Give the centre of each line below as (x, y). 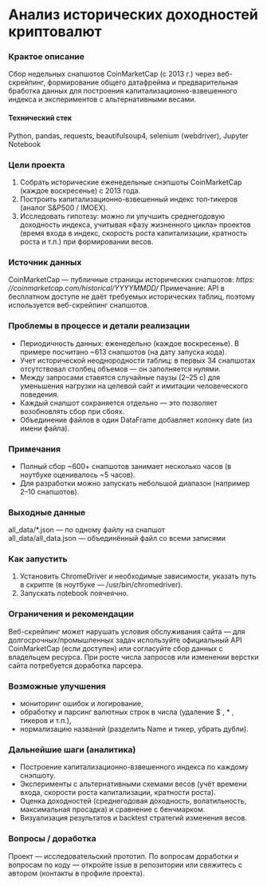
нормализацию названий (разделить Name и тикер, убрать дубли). (134, 729)
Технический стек (40, 118)
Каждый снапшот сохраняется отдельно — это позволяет (118, 403)
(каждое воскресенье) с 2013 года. (80, 190)
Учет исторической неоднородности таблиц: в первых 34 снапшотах (137, 360)
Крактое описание (47, 57)
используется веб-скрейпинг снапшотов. (79, 305)
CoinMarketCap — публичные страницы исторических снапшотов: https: (132, 280)
